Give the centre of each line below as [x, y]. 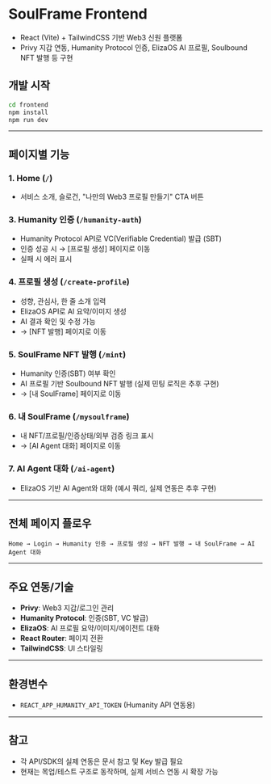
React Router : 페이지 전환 [61, 639]
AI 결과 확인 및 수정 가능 [58, 321]
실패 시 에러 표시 [46, 259]
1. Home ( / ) [31, 178]
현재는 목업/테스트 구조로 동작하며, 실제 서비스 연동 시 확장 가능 [119, 771]
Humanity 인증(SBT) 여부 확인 [68, 373]
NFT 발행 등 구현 [46, 57]
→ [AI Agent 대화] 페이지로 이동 [70, 446]
